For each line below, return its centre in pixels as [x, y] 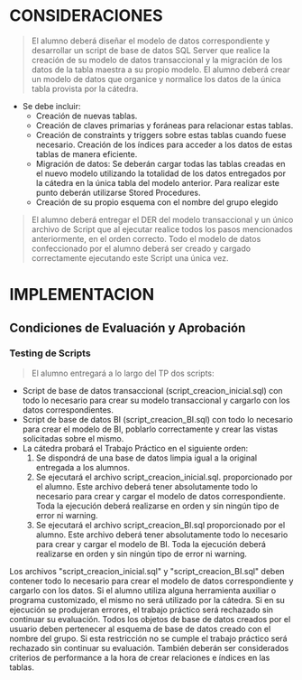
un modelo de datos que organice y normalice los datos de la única [156, 79]
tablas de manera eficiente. [87, 154]
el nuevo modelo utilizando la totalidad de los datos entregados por [161, 173]
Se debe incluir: [51, 106]
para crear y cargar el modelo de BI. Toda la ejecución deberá [151, 544]
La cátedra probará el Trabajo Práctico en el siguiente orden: [135, 448]
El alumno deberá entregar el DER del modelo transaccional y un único [162, 219]
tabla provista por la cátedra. [85, 88]
